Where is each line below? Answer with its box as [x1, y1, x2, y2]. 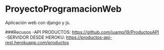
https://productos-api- [66, 34, 112, 40]
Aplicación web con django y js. [5, 20, 71, 25]
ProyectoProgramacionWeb [5, 3, 122, 15]
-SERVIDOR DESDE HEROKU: [5, 34, 66, 40]
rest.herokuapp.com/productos [5, 39, 69, 45]
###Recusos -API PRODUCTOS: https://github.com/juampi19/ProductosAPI [5, 29, 159, 35]
